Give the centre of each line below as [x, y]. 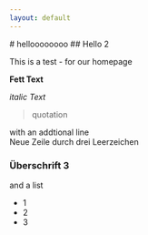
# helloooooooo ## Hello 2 [59, 44]
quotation [49, 114]
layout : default [40, 18]
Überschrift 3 [39, 165]
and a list [26, 185]
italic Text [28, 97]
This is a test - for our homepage [71, 61]
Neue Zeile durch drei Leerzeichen [74, 141]
